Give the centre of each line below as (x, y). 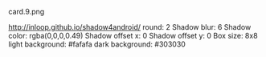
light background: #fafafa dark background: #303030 (97, 44)
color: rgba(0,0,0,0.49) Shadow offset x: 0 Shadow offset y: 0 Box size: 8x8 (133, 36)
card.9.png (27, 12)
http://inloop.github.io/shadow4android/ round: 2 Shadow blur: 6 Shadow (130, 27)
